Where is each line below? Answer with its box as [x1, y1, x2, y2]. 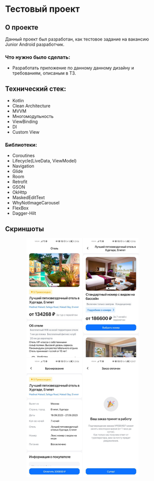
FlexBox [12, 205, 29, 211]
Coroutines [12, 153, 35, 159]
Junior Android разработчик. [5, 41, 65, 47]
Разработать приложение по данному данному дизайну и [12, 65, 134, 71]
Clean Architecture [12, 103, 51, 109]
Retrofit [12, 179, 28, 185]
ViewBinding [12, 119, 38, 124]
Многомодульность [12, 114, 54, 120]
